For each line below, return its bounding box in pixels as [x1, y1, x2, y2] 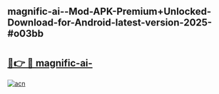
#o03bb [7, 28, 44, 40]
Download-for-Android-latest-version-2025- [7, 17, 213, 29]
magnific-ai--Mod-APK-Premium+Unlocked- [7, 6, 212, 18]
